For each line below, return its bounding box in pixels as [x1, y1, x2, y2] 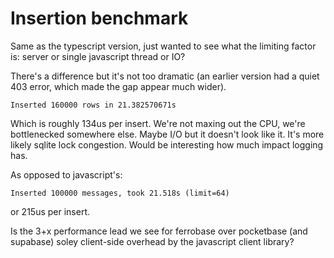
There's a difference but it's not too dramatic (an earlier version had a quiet [10, 70, 320, 82]
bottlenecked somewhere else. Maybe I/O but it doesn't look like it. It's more [10, 128, 325, 140]
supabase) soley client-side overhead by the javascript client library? [10, 235, 295, 247]
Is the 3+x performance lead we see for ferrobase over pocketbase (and [10, 225, 308, 237]
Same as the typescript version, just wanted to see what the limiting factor [10, 40, 317, 52]
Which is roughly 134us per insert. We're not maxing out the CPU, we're [10, 117, 306, 129]
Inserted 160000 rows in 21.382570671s [10, 100, 177, 110]
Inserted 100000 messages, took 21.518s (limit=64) [10, 188, 230, 198]
